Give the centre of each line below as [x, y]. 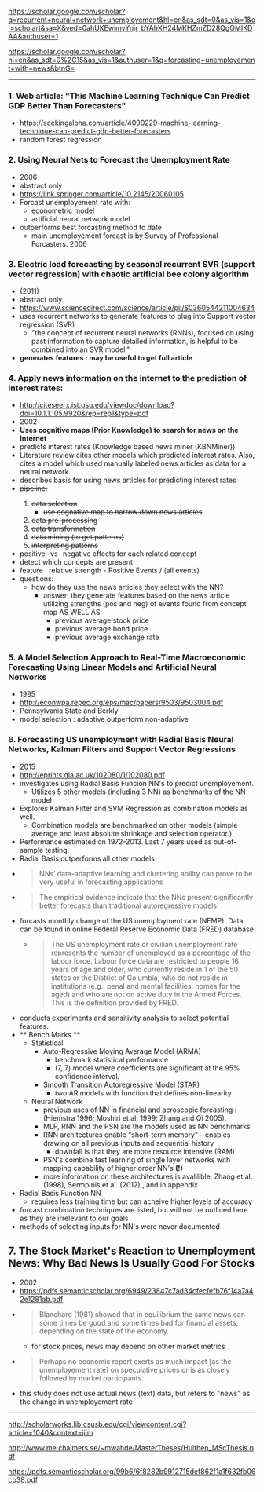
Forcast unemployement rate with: [75, 202]
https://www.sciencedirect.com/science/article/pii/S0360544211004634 [137, 307]
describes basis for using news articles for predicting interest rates [128, 480]
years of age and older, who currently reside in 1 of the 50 [144, 969]
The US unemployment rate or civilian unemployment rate [144, 944]
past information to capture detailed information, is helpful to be [134, 341]
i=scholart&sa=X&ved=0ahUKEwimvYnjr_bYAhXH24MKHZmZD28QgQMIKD [130, 28]
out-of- [225, 841]
